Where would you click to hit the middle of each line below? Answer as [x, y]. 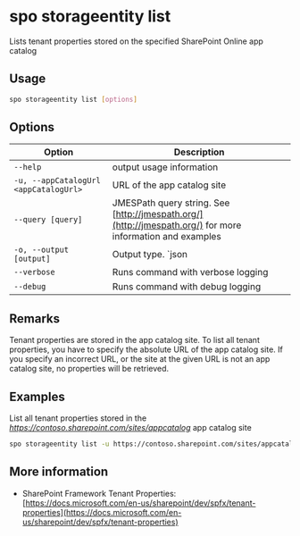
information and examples [167, 237]
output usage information [165, 167]
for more [223, 225]
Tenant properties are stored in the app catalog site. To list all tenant [135, 340]
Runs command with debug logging [187, 287]
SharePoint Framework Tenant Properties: [99, 493]
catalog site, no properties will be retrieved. [89, 369]
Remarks [35, 318]
